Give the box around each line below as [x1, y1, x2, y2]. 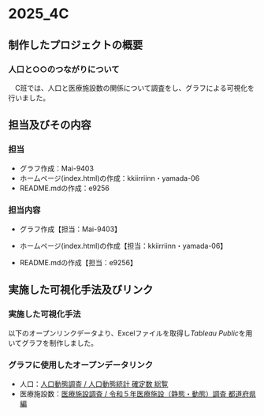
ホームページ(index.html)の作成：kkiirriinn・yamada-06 [19, 173, 200, 182]
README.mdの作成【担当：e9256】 [19, 257, 138, 267]
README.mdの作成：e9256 [19, 183, 110, 193]
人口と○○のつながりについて [8, 64, 120, 75]
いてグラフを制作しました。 [8, 338, 99, 347]
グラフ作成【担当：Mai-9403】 [19, 224, 122, 234]
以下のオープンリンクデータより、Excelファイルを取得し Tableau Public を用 [8, 328, 253, 338]
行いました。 [8, 92, 50, 103]
